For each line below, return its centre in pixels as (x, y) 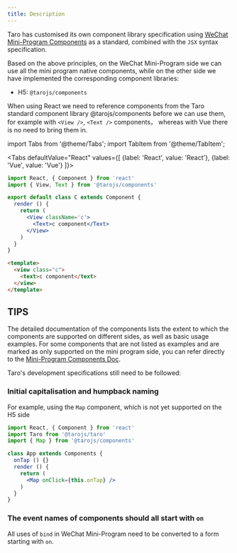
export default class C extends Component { (74, 197)
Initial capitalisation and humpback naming (83, 391)
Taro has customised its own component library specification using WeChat (118, 34)
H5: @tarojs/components (52, 92)
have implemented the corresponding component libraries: (93, 78)
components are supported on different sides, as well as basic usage (108, 337)
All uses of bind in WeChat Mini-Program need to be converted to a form (113, 534)
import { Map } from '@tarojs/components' (71, 441)
